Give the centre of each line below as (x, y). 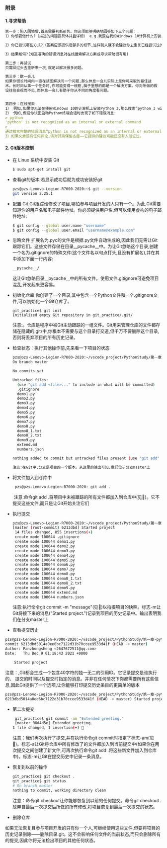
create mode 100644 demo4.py (45, 555)
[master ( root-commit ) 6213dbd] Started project (64, 528)
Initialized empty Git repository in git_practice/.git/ (73, 315)
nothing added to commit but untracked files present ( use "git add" (86, 458)
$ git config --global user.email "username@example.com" (74, 230)
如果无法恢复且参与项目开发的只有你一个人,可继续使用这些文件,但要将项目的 (83, 828)
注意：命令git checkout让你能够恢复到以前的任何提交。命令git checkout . (87, 800)
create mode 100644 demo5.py (45, 560)
